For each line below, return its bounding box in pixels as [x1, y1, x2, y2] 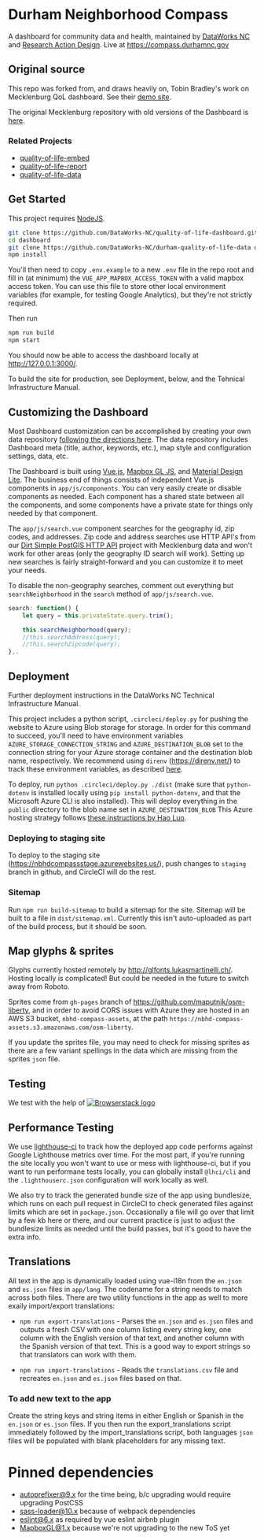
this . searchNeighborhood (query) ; [22, 626, 132, 634]
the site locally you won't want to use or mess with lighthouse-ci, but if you [8, 1159, 251, 1168]
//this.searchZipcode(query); [22, 640, 122, 649]
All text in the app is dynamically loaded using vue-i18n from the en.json [8, 1275, 242, 1285]
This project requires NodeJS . [8, 213, 105, 223]
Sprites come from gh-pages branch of [8, 998, 132, 1007]
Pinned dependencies [8, 1464, 154, 1482]
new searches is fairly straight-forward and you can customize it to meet [8, 557, 244, 566]
